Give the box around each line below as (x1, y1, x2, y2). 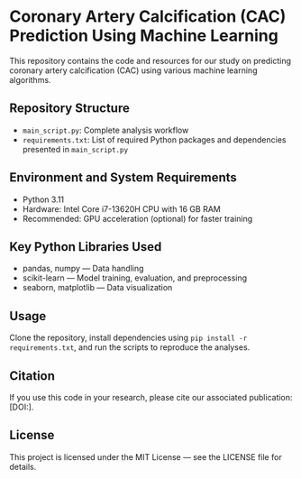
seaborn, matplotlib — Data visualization (22, 282, 173, 293)
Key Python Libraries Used (9, 239, 162, 254)
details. (9, 461, 37, 472)
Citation (9, 368, 56, 383)
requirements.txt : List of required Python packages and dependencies (22, 134, 287, 145)
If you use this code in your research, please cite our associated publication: (9, 392, 293, 402)
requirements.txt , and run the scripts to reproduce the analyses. (9, 342, 251, 353)
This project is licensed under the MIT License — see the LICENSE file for (9, 451, 282, 462)
